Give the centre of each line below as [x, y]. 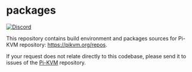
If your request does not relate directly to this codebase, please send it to [96, 56]
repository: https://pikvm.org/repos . [63, 45]
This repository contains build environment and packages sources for [92, 38]
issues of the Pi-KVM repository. [46, 62]
